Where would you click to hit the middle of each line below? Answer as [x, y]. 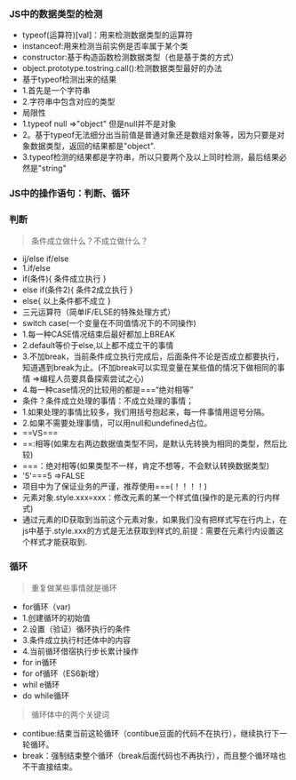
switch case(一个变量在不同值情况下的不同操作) [109, 322]
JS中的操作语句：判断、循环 [70, 194]
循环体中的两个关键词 [70, 714]
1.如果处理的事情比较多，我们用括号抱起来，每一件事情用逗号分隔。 [145, 411]
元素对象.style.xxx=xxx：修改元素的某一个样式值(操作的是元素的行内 [147, 497]
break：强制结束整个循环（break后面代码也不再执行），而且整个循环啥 [150, 755]
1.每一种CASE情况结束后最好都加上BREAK [99, 334]
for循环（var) [46, 607]
